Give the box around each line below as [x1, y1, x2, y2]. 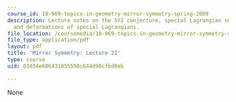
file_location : [7, 30, 52, 37]
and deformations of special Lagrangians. [13, 23, 140, 30]
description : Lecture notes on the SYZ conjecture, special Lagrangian [7, 17, 221, 24]
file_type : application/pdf [7, 37, 90, 44]
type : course [7, 56, 46, 63]
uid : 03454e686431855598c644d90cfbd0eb [7, 63, 124, 70]
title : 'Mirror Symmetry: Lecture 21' [7, 50, 121, 57]
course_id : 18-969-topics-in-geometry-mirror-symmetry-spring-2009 [7, 10, 209, 18]
